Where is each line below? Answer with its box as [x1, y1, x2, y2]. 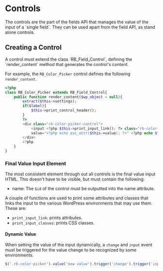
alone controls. [5, 29, 35, 35]
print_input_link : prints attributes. [12, 215, 82, 221]
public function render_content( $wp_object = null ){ [14, 94, 123, 100]
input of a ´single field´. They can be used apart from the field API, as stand [5, 24, 155, 30]
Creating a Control [5, 43, 62, 51]
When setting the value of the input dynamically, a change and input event [5, 242, 153, 248]
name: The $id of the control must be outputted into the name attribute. [12, 186, 155, 192]
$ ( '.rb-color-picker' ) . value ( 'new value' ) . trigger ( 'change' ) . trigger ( [5, 262, 151, 267]
